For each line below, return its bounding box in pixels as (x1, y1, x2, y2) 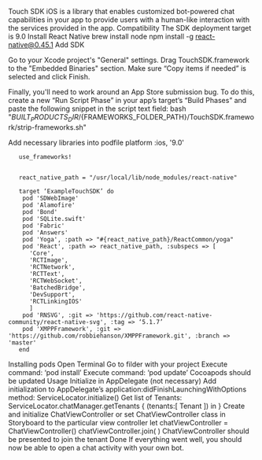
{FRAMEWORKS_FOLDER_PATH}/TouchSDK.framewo (80, 112, 254, 121)
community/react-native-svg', (8, 318, 108, 326)
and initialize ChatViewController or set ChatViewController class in (8, 409, 226, 419)
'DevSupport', (28, 290, 76, 298)
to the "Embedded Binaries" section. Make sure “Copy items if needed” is (8, 64, 246, 73)
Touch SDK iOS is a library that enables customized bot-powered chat (8, 7, 235, 16)
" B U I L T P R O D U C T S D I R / (8, 112, 81, 123)
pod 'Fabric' (22, 222, 65, 230)
